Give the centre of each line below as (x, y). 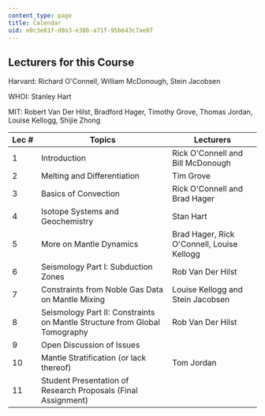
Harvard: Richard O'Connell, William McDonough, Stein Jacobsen (114, 81)
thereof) (56, 368)
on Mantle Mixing (73, 300)
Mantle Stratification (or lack (93, 358)
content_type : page (40, 15)
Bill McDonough (202, 163)
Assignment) (65, 400)
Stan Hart (190, 217)
